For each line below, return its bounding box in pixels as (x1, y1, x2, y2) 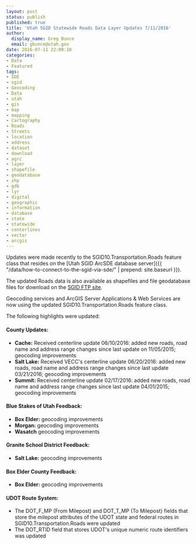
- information (6, 205, 41, 211)
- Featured (6, 63, 33, 69)
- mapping (6, 112, 30, 118)
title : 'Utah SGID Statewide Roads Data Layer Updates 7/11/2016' (6, 25, 171, 31)
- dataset (6, 145, 30, 151)
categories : (6, 52, 35, 58)
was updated (14, 532, 46, 540)
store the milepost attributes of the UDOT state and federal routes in (14, 514, 179, 521)
